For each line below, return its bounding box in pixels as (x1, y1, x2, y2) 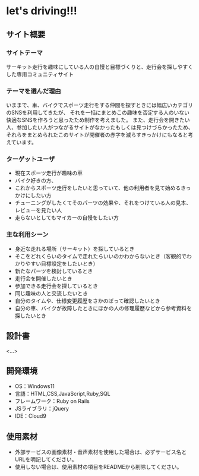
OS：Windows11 (14, 383, 55, 390)
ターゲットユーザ (6, 155, 55, 163)
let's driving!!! (6, 4, 77, 18)
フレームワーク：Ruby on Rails (14, 398, 90, 405)
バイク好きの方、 (14, 177, 57, 184)
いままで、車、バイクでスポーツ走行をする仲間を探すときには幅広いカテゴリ (6, 102, 193, 109)
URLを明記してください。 (14, 456, 77, 463)
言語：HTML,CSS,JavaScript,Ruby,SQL (14, 390, 111, 398)
